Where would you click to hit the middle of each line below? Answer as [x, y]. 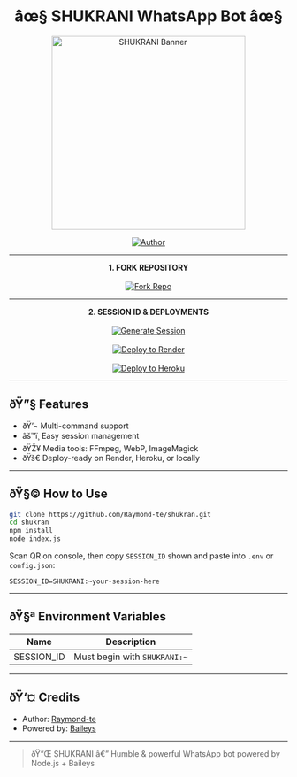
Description [131, 642]
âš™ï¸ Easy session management [80, 435]
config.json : [32, 565]
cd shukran [29, 523]
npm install [31, 531]
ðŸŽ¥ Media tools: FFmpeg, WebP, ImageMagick [110, 448]
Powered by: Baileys [59, 728]
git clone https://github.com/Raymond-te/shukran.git [110, 514]
